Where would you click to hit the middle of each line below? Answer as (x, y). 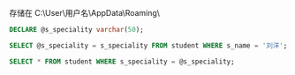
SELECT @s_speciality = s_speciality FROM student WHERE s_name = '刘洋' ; (148, 45)
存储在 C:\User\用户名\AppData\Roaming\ (85, 13)
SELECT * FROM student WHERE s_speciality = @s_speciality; (122, 61)
